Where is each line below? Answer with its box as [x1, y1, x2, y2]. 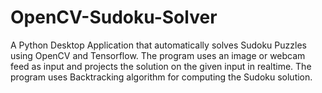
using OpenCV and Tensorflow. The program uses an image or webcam [10, 49, 306, 61]
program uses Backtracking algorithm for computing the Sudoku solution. [10, 71, 313, 83]
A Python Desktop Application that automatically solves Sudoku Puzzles [10, 39, 307, 51]
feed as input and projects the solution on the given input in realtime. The [10, 60, 312, 72]
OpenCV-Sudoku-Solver [10, 6, 218, 29]
